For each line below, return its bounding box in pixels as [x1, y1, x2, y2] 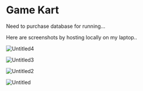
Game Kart [6, 3, 60, 17]
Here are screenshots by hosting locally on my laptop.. [6, 34, 137, 41]
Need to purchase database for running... [6, 23, 106, 30]
